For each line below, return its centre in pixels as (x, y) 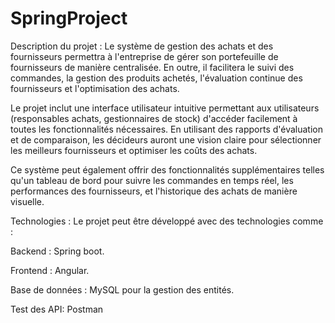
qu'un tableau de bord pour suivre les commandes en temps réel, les (152, 180)
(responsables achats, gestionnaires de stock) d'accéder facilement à (154, 118)
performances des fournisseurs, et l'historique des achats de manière (154, 191)
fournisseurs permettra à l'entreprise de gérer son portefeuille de (144, 56)
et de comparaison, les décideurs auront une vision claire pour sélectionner (166, 139)
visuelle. (27, 201)
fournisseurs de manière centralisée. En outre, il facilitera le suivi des (152, 67)
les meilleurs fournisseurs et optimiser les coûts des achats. (134, 150)
